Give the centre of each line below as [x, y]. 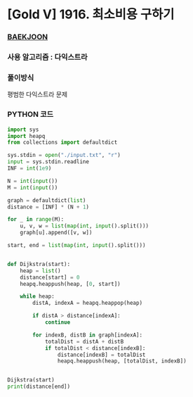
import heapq [26, 136]
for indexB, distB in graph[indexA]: [87, 335]
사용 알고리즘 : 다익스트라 [47, 57]
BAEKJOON [27, 37]
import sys [23, 130]
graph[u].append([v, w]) [56, 233]
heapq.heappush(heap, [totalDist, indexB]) [122, 361]
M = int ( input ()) [33, 187]
